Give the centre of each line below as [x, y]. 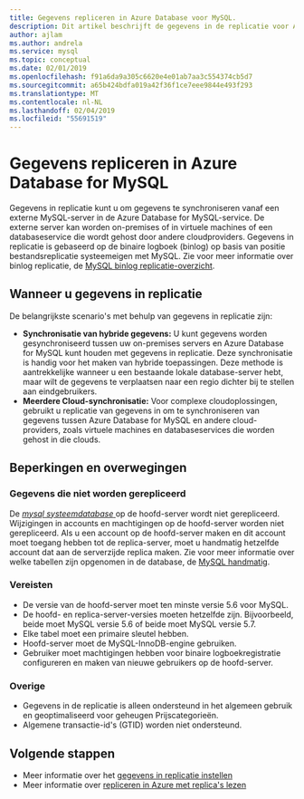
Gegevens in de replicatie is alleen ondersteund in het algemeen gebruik [157, 706]
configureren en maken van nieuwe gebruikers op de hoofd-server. [148, 662]
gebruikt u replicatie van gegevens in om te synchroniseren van [141, 410]
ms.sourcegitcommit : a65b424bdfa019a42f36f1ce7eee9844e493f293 [131, 85]
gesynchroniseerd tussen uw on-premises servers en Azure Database [153, 343]
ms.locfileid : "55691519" [58, 119]
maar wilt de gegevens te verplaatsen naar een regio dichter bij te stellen [158, 381]
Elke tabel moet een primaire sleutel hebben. [105, 633]
